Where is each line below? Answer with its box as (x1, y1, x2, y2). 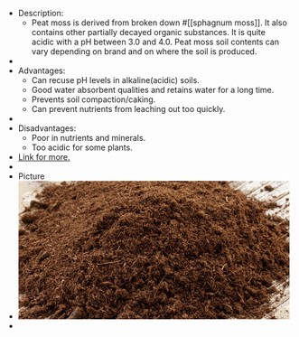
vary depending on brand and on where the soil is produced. (31, 46, 257, 57)
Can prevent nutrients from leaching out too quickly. (31, 104, 226, 114)
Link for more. (17, 152, 70, 162)
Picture (17, 171, 45, 182)
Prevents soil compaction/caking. (31, 94, 156, 105)
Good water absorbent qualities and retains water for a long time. (31, 85, 275, 95)
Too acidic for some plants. (31, 142, 133, 153)
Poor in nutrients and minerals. (31, 133, 146, 143)
